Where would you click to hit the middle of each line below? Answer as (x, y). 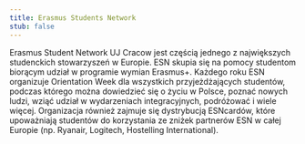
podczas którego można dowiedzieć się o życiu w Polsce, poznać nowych (149, 91)
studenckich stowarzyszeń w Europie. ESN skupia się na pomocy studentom (153, 62)
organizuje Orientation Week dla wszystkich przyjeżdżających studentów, (147, 81)
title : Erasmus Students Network (73, 18)
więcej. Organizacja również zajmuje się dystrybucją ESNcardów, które (142, 110)
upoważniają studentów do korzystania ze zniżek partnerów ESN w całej (146, 120)
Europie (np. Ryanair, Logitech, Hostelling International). (114, 129)
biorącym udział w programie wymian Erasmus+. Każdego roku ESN (137, 72)
